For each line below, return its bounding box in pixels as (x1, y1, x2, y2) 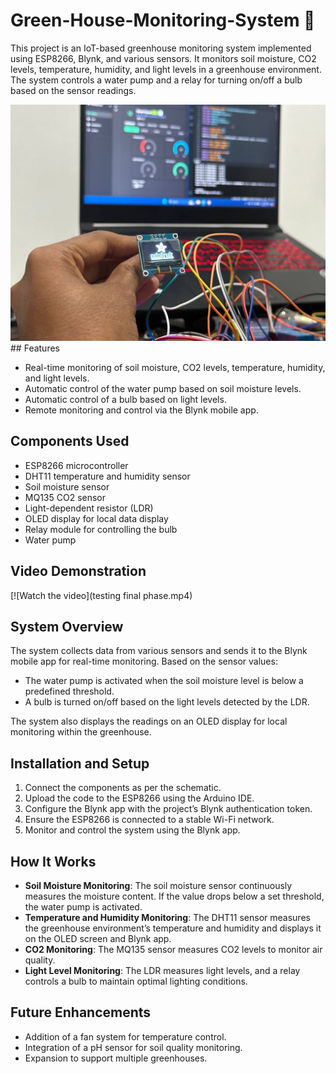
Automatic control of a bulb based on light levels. (24, 393, 227, 405)
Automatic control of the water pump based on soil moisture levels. (24, 382, 302, 394)
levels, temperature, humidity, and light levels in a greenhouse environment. (10, 63, 322, 75)
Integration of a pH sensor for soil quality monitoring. (24, 1041, 243, 1053)
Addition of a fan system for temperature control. (24, 1030, 227, 1043)
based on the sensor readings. (10, 84, 137, 96)
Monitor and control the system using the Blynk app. (24, 824, 241, 836)
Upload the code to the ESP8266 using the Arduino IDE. (24, 792, 255, 804)
